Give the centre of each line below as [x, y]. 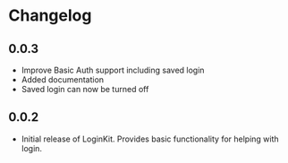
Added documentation [63, 80]
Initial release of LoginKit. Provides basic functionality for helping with [150, 139]
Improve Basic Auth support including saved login [113, 70]
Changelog [50, 16]
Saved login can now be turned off [85, 89]
